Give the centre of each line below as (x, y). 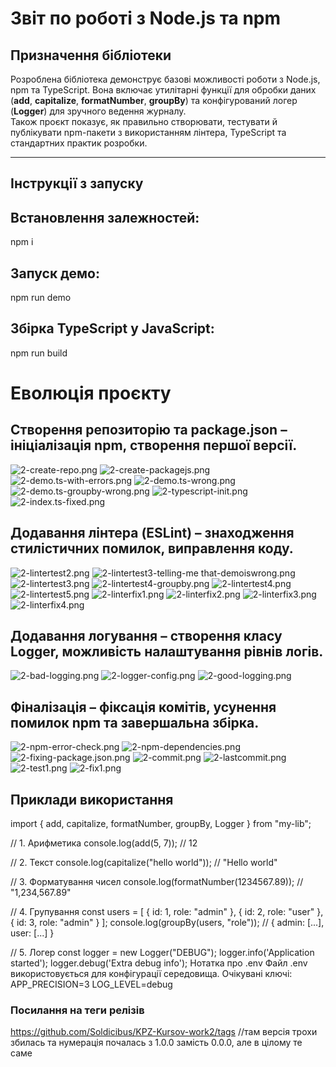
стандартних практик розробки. (79, 143)
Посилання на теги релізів (77, 1010)
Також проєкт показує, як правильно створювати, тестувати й (144, 121)
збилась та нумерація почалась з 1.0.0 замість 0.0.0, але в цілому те (156, 1043)
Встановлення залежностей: (105, 217)
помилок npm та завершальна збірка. (135, 722)
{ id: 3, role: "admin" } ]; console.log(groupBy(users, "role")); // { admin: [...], (167, 923)
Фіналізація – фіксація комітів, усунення (143, 707)
